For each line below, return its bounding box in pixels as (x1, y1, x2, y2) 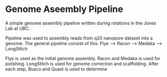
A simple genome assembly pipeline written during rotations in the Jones (5, 20, 156, 26)
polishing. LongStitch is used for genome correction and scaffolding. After (5, 60, 159, 66)
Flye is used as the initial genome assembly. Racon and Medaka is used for (5, 55, 161, 61)
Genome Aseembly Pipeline (5, 3, 123, 15)
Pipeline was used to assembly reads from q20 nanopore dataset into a (5, 35, 153, 41)
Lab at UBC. (5, 25, 30, 31)
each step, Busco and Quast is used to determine (5, 66, 108, 72)
